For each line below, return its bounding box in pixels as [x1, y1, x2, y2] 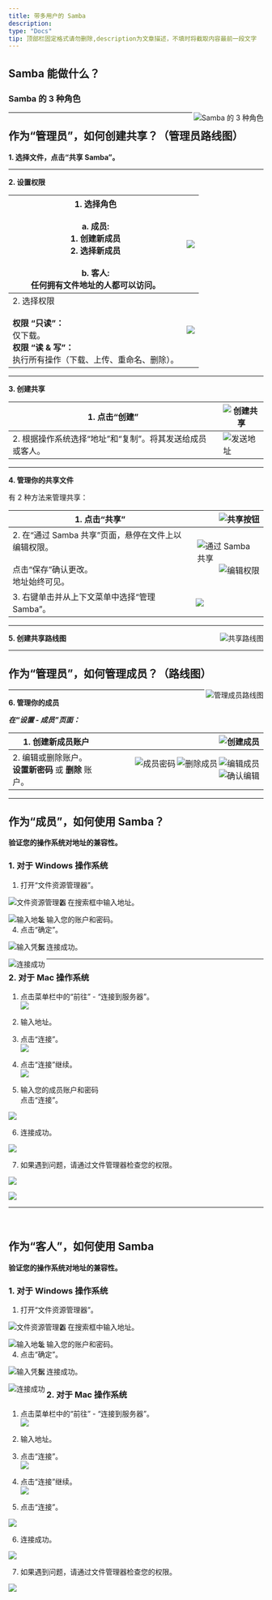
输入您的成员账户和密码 [19, 1084, 99, 1095]
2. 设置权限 [8, 177, 46, 187]
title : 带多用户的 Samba [8, 11, 87, 20]
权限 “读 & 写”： [12, 341, 74, 353]
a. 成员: [81, 221, 110, 232]
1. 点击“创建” [87, 411, 139, 423]
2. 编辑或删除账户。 [12, 752, 87, 763]
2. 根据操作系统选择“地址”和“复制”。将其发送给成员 [12, 433, 207, 444]
